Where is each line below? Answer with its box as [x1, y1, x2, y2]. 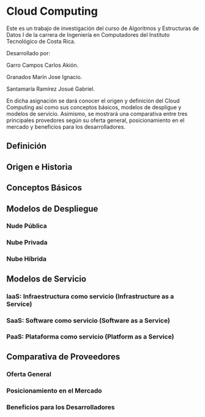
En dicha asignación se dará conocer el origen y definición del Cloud [6, 97, 180, 104]
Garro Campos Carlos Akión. [6, 61, 78, 69]
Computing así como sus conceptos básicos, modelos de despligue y [6, 103, 182, 111]
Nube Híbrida [6, 254, 47, 263]
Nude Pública [6, 222, 47, 231]
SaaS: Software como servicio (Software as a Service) [6, 316, 170, 324]
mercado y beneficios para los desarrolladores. [6, 123, 125, 130]
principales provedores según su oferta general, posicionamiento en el [6, 117, 185, 124]
